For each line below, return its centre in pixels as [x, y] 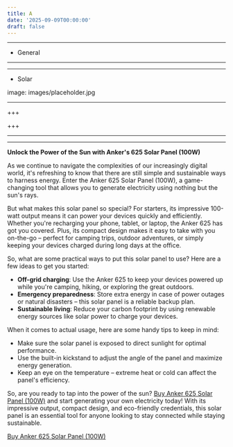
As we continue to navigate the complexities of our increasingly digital [107, 166]
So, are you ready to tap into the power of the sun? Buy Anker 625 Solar [110, 394]
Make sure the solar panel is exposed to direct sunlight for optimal [112, 343]
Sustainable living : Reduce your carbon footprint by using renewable [116, 309]
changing [21, 188]
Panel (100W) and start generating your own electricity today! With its [107, 401]
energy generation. [44, 365]
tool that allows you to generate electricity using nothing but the [127, 188]
